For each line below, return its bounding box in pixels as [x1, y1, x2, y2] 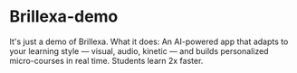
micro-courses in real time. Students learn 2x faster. [9, 55, 204, 66]
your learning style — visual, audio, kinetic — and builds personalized [9, 45, 269, 56]
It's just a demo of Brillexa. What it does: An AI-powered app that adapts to [9, 36, 289, 47]
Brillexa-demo [9, 6, 119, 27]
